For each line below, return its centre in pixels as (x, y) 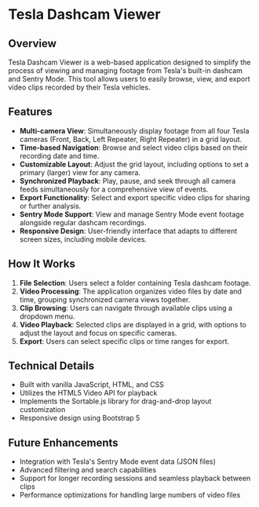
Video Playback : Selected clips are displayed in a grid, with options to (133, 324)
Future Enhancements (64, 442)
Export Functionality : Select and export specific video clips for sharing (135, 197)
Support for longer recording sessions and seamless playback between (135, 478)
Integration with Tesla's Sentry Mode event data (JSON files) (117, 461)
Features (30, 112)
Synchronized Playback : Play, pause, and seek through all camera (128, 181)
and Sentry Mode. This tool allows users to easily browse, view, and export (129, 79)
